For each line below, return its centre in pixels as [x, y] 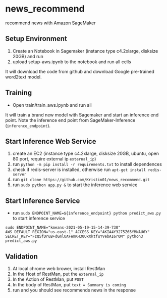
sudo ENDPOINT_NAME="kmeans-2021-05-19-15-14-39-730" [63, 228]
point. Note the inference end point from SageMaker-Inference [70, 120]
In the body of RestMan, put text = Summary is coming [69, 285]
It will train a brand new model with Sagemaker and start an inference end [82, 115]
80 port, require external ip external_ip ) [54, 159]
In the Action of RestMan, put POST [48, 279]
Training [19, 93]
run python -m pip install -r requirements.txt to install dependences [87, 164]
